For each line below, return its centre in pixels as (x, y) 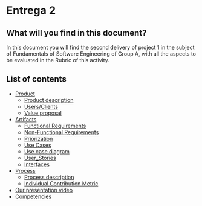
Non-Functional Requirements (61, 132)
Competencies (33, 196)
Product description (49, 100)
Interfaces (37, 164)
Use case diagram (47, 151)
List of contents (36, 79)
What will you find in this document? (77, 33)
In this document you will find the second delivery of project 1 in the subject (100, 47)
